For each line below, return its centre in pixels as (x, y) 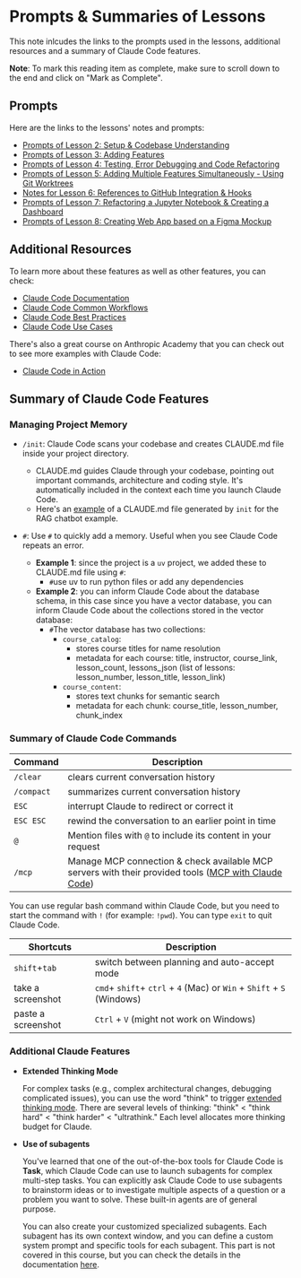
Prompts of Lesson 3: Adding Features (93, 154)
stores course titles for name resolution (148, 648)
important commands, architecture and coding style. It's (139, 481)
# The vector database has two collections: (127, 630)
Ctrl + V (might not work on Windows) (175, 1019)
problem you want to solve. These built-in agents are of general (140, 1199)
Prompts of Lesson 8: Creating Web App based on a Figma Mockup (146, 221)
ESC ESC (30, 821)
